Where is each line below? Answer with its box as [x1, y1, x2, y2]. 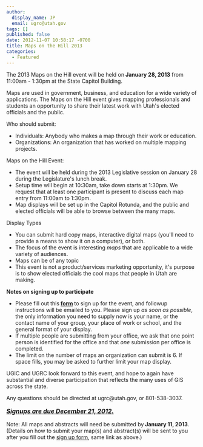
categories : [6, 49, 36, 55]
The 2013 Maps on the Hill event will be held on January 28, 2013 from [6, 71, 184, 78]
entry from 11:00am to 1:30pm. [15, 194, 91, 201]
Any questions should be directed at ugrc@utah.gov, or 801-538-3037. [6, 394, 183, 401]
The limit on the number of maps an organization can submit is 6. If [15, 351, 183, 359]
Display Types [6, 219, 42, 226]
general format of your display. [15, 325, 92, 333]
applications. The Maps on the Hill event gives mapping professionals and [6, 95, 191, 103]
